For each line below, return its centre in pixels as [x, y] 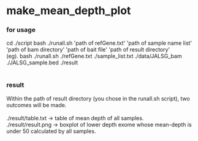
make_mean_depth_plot [69, 11]
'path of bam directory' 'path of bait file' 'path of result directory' [88, 50]
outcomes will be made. [36, 105]
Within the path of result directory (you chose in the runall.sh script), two [98, 98]
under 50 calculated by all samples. [51, 131]
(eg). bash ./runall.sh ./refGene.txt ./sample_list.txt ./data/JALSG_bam [94, 56]
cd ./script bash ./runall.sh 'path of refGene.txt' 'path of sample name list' [99, 43]
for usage [21, 30]
